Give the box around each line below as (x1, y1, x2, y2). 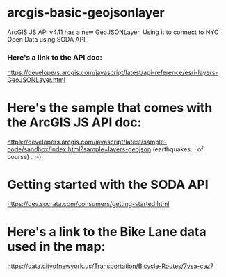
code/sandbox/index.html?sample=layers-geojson (7, 145, 152, 153)
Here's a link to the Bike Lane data (7, 224, 207, 240)
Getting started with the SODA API (7, 177, 209, 192)
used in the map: (7, 239, 106, 255)
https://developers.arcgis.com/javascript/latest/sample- (7, 137, 167, 146)
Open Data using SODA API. (7, 35, 88, 43)
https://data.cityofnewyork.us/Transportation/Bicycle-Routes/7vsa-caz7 (7, 262, 214, 270)
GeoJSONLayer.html (7, 76, 66, 84)
